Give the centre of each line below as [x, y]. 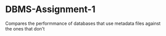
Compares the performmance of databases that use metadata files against [83, 23]
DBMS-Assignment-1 [50, 9]
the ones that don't [25, 28]
